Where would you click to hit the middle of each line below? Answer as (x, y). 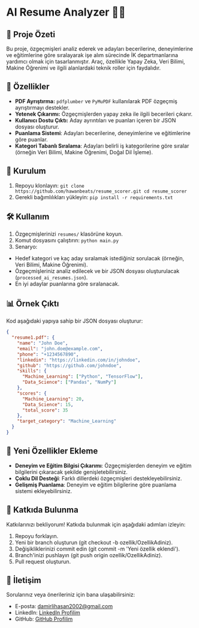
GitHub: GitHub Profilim (44, 619)
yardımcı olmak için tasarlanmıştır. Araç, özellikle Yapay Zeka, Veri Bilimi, (96, 61)
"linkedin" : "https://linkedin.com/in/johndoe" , (79, 360)
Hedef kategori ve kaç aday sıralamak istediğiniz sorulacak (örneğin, (99, 259)
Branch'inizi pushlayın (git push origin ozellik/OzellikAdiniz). (89, 555)
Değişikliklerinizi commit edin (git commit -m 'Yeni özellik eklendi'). (97, 549)
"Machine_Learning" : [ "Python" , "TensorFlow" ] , (83, 377)
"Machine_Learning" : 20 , (53, 399)
